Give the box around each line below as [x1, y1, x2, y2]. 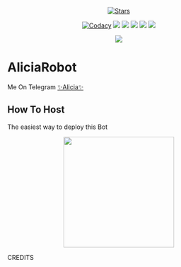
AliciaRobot [7, 59, 77, 76]
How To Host [7, 103, 65, 116]
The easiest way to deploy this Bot [7, 123, 108, 131]
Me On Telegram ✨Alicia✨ [7, 82, 83, 91]
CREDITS [7, 253, 34, 261]
